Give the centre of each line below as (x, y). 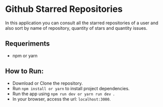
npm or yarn (25, 55)
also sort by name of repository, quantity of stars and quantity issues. (76, 28)
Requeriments (28, 44)
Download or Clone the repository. (47, 83)
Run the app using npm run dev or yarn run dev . (63, 94)
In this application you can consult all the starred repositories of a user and (82, 23)
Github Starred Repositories (64, 9)
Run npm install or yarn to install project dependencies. (71, 88)
